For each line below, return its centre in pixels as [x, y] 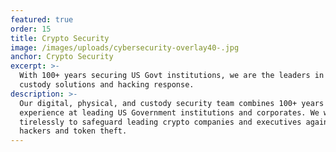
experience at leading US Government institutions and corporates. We [169, 112]
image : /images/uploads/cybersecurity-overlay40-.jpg [125, 47]
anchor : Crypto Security [62, 57]
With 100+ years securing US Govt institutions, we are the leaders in [172, 76]
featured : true [42, 19]
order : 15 [31, 29]
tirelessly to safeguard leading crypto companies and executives [160, 122]
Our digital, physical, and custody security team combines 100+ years [172, 103]
